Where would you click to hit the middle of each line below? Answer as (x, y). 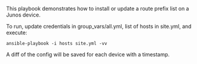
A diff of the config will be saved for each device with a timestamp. (88, 55)
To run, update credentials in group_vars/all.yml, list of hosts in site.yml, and (99, 26)
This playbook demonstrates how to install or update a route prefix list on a (98, 9)
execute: (17, 33)
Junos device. (23, 15)
